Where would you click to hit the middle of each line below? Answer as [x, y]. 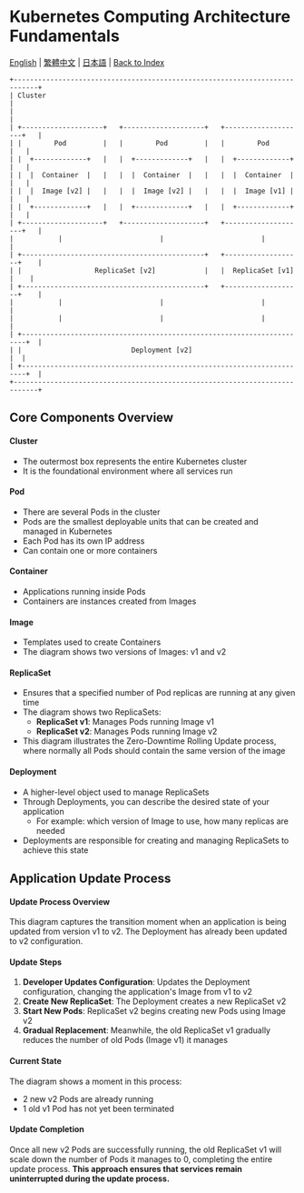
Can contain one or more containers [90, 550]
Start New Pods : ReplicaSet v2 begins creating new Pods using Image [154, 1011]
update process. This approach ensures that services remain [126, 1168]
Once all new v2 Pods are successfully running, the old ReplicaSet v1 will [146, 1149]
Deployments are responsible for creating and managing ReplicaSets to [156, 840]
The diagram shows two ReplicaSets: [92, 712]
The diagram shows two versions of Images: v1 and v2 [124, 652]
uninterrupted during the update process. [90, 1178]
